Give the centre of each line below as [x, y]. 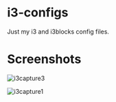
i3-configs [38, 13]
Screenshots [44, 59]
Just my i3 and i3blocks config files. [58, 31]
